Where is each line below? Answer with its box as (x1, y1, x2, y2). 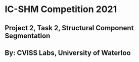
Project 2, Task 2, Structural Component (5, 24, 134, 32)
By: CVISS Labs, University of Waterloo (5, 48, 131, 57)
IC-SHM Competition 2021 (5, 4, 117, 15)
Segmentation (5, 31, 51, 40)
